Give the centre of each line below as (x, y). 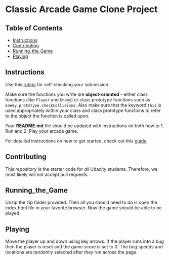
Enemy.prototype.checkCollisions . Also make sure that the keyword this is (83, 105)
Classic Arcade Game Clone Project (81, 9)
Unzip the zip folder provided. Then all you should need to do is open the (81, 202)
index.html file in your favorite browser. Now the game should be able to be (83, 208)
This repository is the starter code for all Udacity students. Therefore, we (81, 169)
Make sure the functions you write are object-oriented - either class (77, 94)
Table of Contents (34, 28)
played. (13, 213)
